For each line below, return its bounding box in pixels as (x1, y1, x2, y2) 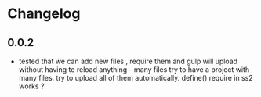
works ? (18, 81, 45, 91)
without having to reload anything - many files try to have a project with (18, 65, 250, 74)
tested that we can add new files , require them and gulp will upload (18, 56, 238, 66)
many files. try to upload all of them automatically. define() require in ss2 (18, 74, 253, 82)
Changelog (7, 5, 81, 23)
